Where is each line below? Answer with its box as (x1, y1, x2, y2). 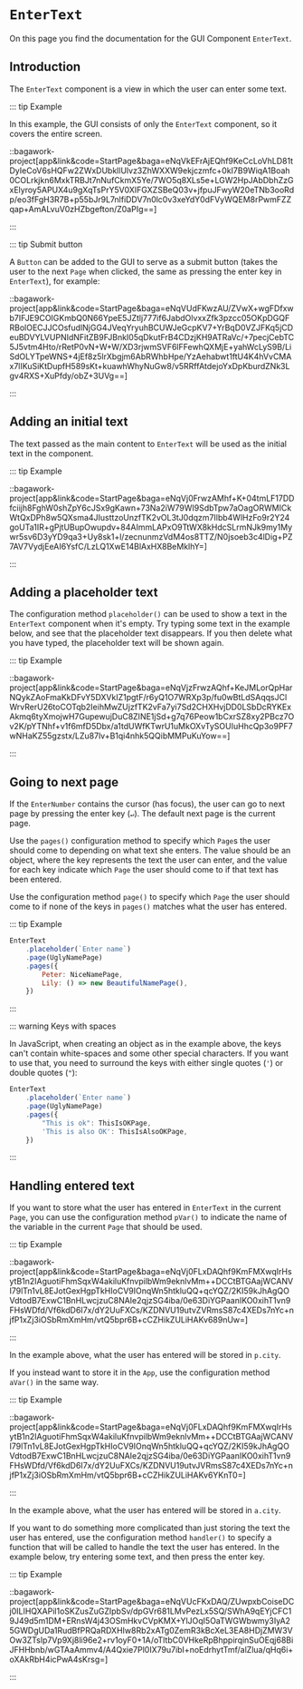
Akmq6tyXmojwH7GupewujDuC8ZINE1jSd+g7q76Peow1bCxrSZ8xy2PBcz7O (9, 711, 295, 722)
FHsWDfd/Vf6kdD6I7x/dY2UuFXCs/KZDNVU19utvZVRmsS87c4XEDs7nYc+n (9, 1304, 295, 1316)
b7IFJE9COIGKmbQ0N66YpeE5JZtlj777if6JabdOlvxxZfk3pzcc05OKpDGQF (9, 312, 290, 323)
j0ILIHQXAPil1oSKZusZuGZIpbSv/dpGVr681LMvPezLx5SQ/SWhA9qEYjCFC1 (9, 1606, 292, 1616)
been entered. (9, 874, 62, 885)
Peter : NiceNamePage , (42, 970, 124, 979)
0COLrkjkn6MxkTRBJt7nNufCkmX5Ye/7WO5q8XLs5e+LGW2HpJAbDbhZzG (9, 174, 294, 185)
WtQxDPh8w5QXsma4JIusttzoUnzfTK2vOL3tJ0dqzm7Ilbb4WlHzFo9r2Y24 (9, 512, 290, 522)
